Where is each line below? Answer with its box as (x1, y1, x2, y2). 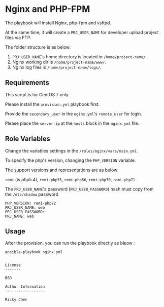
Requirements (5, 78, 49, 87)
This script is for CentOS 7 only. (5, 91, 70, 97)
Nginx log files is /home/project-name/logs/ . (12, 64, 102, 70)
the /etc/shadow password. (5, 191, 60, 197)
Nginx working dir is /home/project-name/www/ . (12, 59, 106, 65)
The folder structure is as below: (5, 44, 71, 50)
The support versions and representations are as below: (5, 167, 119, 173)
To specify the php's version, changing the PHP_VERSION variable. (5, 157, 136, 163)
